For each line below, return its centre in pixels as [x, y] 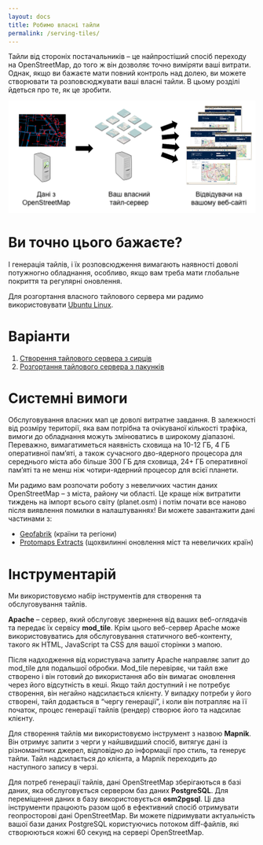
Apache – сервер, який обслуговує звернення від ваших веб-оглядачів [128, 620]
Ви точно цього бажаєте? [95, 242]
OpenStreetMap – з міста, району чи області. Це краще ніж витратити [124, 494]
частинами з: [30, 518]
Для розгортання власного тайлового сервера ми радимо [106, 296]
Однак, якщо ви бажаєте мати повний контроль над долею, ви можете [127, 73]
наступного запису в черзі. [53, 767]
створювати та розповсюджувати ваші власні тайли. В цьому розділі [124, 82]
